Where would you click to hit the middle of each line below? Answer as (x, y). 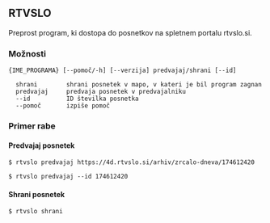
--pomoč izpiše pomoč (63, 106)
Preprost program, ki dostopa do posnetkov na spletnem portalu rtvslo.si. (130, 32)
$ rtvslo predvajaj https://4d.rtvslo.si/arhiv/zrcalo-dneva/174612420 (131, 162)
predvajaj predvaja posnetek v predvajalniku (101, 92)
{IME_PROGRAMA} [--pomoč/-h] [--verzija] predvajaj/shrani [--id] (122, 71)
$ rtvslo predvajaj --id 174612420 (68, 177)
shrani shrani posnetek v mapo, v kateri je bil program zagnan (139, 85)
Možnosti (27, 53)
